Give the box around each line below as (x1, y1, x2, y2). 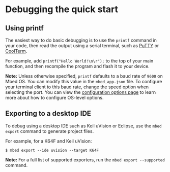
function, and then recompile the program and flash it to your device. (5, 63, 150, 69)
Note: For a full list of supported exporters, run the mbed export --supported (5, 156, 165, 163)
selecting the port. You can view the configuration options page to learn (5, 89, 156, 95)
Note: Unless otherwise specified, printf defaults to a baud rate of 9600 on (5, 73, 163, 79)
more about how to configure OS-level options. (5, 95, 104, 100)
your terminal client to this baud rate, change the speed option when (5, 84, 149, 90)
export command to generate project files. (5, 128, 94, 134)
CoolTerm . (5, 48, 27, 54)
